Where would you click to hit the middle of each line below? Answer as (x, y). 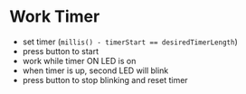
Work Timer (55, 17)
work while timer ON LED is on (79, 61)
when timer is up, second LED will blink (95, 70)
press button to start (61, 51)
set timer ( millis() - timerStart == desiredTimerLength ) (130, 42)
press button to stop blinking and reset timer (105, 80)
